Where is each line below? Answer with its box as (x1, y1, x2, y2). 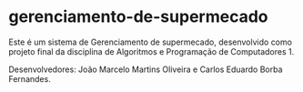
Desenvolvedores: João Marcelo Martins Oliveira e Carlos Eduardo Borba (8, 64, 283, 75)
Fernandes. (8, 73, 51, 84)
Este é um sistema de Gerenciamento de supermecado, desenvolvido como (8, 36, 293, 47)
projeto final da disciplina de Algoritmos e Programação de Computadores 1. (8, 46, 295, 56)
